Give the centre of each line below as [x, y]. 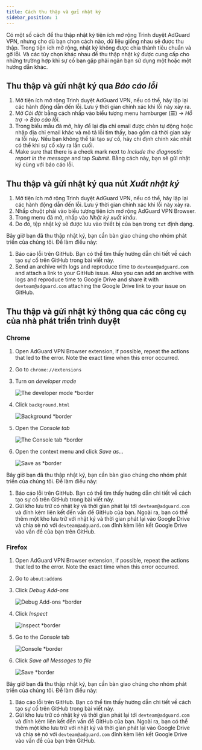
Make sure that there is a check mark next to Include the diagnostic [99, 152]
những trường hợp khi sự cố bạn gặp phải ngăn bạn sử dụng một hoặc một [99, 60]
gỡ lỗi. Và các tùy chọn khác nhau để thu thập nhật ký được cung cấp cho [98, 54]
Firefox [17, 547]
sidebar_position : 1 [32, 18]
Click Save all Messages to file [53, 660]
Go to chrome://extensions [48, 369]
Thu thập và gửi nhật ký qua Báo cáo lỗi [82, 86]
